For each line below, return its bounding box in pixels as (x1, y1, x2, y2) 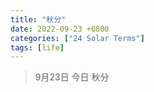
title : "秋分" (10, 14, 67, 25)
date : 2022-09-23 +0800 (10, 24, 110, 34)
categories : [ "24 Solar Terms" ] (10, 33, 145, 43)
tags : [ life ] (10, 42, 65, 53)
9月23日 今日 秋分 (34, 71, 110, 83)
